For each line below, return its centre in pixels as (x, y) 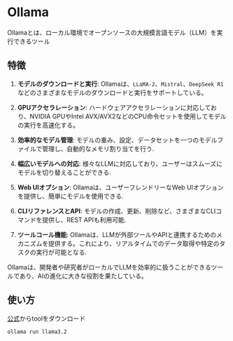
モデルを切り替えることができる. (64, 172)
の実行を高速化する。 (48, 125)
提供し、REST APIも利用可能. (84, 220)
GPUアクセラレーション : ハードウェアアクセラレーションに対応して (114, 107)
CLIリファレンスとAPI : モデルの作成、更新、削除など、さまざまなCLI (116, 210)
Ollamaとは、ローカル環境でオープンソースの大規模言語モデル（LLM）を (112, 32)
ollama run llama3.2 (37, 332)
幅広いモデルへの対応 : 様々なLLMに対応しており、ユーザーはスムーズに (120, 163)
